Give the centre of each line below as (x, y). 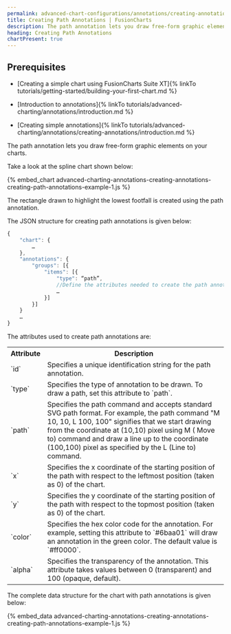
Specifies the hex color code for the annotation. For (130, 524)
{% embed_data (30, 616)
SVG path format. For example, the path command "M (133, 413)
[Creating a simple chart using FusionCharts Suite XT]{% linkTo (107, 83)
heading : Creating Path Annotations (59, 33)
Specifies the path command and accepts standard (130, 405)
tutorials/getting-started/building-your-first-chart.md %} (97, 91)
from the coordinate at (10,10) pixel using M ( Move (131, 430)
